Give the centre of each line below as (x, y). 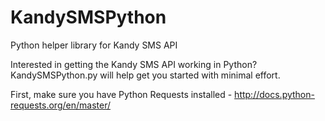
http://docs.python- (274, 94)
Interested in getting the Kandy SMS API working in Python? (134, 64)
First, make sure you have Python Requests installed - (121, 94)
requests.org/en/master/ (60, 105)
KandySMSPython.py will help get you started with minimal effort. (145, 75)
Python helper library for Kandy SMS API (94, 45)
